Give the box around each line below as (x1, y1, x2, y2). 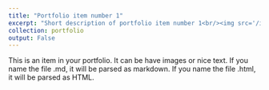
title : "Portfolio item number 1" (8, 11, 124, 20)
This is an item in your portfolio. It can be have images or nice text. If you (8, 56, 248, 65)
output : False (8, 33, 56, 42)
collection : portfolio (8, 26, 84, 34)
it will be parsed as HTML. (8, 72, 94, 82)
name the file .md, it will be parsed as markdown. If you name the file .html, (8, 65, 256, 74)
